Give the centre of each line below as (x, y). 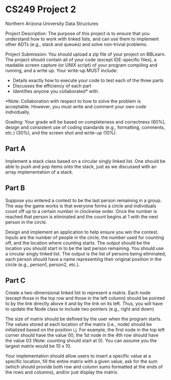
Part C (15, 280)
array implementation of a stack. (39, 172)
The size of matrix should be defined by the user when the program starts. (83, 319)
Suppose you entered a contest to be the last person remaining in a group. (83, 200)
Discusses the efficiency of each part (52, 86)
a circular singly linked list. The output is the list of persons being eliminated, (86, 253)
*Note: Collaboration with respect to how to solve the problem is (73, 101)
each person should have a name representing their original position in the (83, 259)
